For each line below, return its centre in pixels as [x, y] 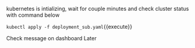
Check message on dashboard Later [51, 38]
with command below [33, 15]
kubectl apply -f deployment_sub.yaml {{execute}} [69, 27]
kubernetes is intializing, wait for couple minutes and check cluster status [97, 9]
